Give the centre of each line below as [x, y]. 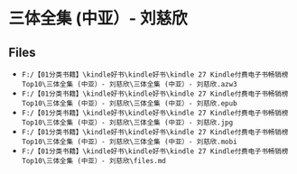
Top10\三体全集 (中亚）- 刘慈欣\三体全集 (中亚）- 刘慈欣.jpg [127, 123]
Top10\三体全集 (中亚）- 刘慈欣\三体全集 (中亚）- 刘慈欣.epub [129, 104]
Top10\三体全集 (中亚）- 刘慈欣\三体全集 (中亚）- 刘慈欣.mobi [129, 142]
